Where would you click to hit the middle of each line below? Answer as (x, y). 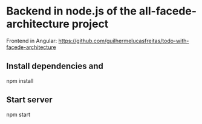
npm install (20, 80)
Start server (29, 100)
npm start (18, 114)
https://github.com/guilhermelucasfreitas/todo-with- (124, 41)
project (90, 24)
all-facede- (168, 11)
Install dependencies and (55, 66)
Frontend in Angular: (32, 41)
